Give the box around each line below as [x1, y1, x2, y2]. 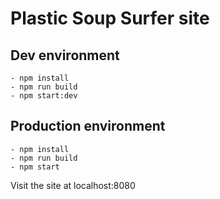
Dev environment [10, 47, 120, 64]
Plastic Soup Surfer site [10, 7, 210, 30]
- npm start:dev [10, 91, 78, 101]
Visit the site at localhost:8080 [10, 179, 136, 191]
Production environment [10, 118, 166, 135]
